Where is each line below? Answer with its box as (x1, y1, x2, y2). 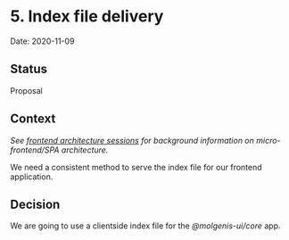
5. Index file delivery (10, 6, 164, 27)
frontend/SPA (10, 145, 60, 155)
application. (10, 171, 54, 182)
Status (10, 62, 48, 77)
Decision (10, 196, 61, 211)
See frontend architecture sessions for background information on (10, 135, 255, 145)
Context (10, 112, 56, 127)
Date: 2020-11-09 (10, 36, 75, 46)
